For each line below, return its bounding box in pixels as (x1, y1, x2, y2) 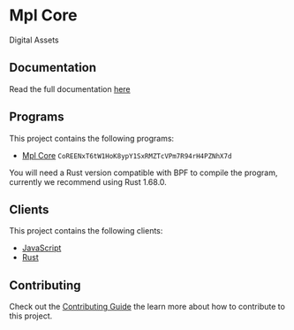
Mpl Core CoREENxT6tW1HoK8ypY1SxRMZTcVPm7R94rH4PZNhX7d (21, 150, 232, 160)
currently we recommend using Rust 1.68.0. (9, 176, 168, 187)
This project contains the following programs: (9, 133, 175, 143)
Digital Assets (9, 35, 59, 45)
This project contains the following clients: (9, 226, 163, 236)
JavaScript (21, 242, 62, 253)
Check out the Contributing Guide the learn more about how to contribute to (9, 302, 285, 312)
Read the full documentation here (9, 83, 131, 94)
